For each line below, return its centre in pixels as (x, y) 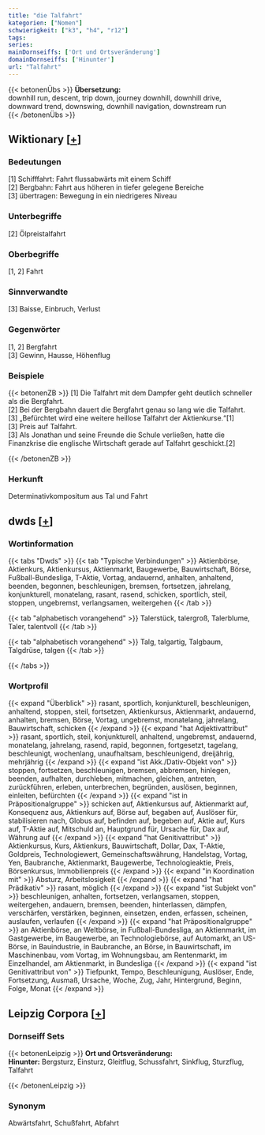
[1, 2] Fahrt (26, 271)
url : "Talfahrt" (35, 67)
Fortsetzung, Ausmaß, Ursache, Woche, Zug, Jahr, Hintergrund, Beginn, (125, 980)
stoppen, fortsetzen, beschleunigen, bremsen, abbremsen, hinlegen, (119, 771)
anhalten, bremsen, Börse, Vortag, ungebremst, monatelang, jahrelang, (123, 720)
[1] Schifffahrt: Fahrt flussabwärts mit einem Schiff (90, 179)
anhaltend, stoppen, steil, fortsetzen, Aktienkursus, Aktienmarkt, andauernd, (132, 711)
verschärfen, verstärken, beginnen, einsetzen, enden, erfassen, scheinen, (128, 913)
